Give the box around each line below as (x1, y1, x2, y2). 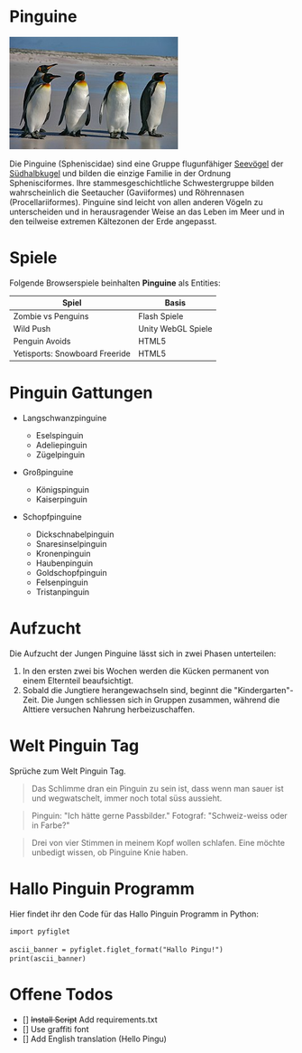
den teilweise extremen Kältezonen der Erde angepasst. (9, 215, 217, 227)
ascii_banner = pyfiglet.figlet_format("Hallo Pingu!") (9, 945, 224, 954)
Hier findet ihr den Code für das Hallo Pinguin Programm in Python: (9, 908, 259, 919)
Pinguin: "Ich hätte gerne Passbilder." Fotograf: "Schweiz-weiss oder (31, 810, 288, 821)
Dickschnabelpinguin (35, 529, 114, 540)
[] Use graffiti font (22, 1023, 89, 1034)
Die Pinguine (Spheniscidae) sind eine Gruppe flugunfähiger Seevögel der (9, 158, 284, 169)
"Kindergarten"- (233, 684, 294, 695)
